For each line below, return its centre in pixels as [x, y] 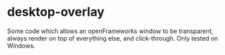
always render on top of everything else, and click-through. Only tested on [113, 38]
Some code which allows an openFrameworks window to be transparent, [110, 31]
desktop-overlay [56, 12]
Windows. [21, 45]
